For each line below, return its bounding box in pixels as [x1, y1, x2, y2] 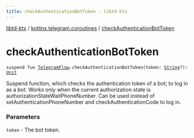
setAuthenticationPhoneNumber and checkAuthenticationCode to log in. [6, 98, 181, 105]
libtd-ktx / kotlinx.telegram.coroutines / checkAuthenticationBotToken [6, 25, 175, 32]
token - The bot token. [6, 126, 60, 133]
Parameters [6, 113, 40, 121]
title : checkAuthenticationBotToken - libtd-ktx [6, 8, 128, 15]
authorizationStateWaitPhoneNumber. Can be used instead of [6, 92, 155, 99]
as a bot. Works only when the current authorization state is [6, 86, 151, 93]
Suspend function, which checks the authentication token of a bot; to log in [6, 80, 188, 87]
